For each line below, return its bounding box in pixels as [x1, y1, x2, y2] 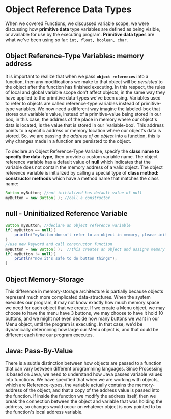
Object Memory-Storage [5, 275, 84, 284]
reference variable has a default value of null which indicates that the [5, 159, 151, 165]
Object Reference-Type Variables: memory [5, 52, 144, 60]
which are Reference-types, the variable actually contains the [5, 382, 134, 388]
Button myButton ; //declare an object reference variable [5, 223, 131, 228]
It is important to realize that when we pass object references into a [5, 73, 149, 79]
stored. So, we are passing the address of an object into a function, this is [5, 133, 160, 139]
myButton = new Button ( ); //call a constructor [5, 195, 110, 200]
